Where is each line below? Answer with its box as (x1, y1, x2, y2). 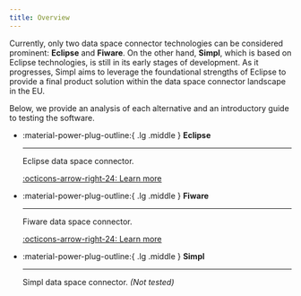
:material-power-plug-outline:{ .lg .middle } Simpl (21, 250, 205, 261)
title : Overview (9, 13, 70, 22)
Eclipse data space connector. (21, 155, 134, 166)
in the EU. (9, 85, 45, 96)
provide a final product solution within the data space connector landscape (9, 75, 287, 86)
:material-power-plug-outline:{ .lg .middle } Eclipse (21, 129, 211, 140)
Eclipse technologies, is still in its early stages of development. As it (9, 57, 259, 67)
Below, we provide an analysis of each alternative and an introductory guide (9, 102, 289, 113)
